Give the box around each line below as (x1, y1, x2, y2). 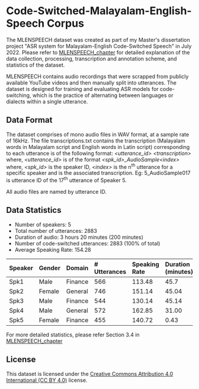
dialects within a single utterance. (6, 98, 88, 105)
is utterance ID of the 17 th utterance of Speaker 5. (6, 176, 127, 184)
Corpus (46, 17, 85, 30)
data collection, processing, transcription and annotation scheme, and (6, 55, 177, 62)
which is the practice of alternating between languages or (32, 92, 174, 99)
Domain (66, 264, 89, 272)
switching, (6, 92, 31, 99)
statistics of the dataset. (6, 61, 65, 69)
